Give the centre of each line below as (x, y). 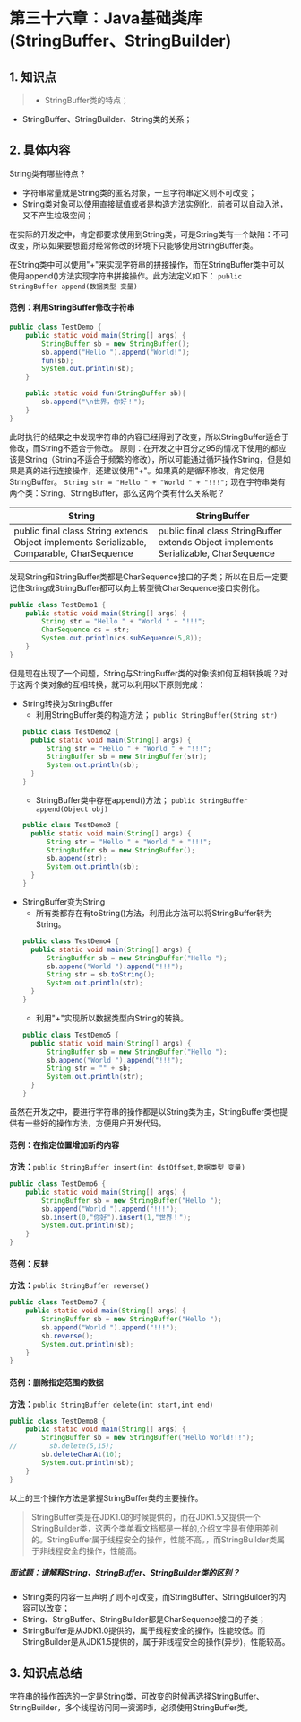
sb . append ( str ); (77, 859)
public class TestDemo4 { (70, 941)
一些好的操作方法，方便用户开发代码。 (95, 1123)
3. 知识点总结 (46, 1673)
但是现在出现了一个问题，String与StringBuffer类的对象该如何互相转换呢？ (145, 673)
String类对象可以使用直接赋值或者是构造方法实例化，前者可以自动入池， (155, 204)
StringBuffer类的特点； (87, 100)
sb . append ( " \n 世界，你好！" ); (94, 402)
